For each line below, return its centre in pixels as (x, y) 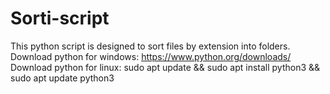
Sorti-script (60, 18)
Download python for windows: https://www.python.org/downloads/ (151, 56)
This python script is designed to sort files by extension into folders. (150, 46)
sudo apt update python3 (62, 78)
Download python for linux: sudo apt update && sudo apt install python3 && (165, 67)
